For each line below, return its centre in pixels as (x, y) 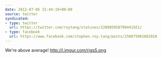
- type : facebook (23, 32)
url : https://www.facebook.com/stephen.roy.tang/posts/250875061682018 (83, 37)
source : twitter (21, 14)
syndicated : (17, 18)
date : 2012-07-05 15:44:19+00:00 (39, 9)
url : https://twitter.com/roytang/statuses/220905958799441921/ (76, 28)
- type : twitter (21, 23)
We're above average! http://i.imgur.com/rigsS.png (56, 50)
